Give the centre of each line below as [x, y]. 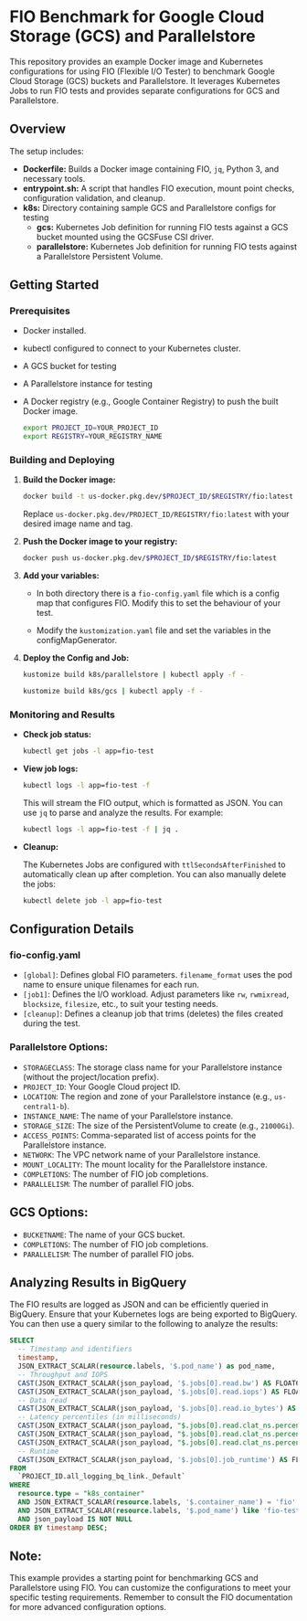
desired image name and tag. [78, 524]
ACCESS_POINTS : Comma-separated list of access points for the [139, 1135]
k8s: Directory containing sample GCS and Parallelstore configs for [149, 207]
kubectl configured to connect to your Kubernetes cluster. [132, 348]
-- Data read [42, 1400]
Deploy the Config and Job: [76, 658]
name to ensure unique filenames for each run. [111, 985]
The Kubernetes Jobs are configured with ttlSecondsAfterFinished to [154, 864]
